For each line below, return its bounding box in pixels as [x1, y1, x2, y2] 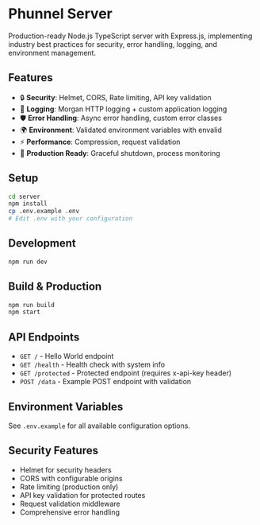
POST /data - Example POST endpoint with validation [19, 377, 192, 387]
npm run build [8, 301, 55, 309]
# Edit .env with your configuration [8, 215, 133, 223]
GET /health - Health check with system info [19, 360, 165, 370]
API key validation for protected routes [19, 490, 146, 500]
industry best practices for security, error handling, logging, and [8, 39, 218, 49]
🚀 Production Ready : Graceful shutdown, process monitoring [19, 148, 220, 157]
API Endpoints [8, 330, 80, 344]
